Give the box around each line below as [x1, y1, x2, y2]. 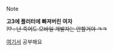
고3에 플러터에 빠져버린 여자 [6, 18, 73, 25]
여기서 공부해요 [6, 38, 43, 45]
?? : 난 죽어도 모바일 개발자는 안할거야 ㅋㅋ [6, 25, 108, 32]
